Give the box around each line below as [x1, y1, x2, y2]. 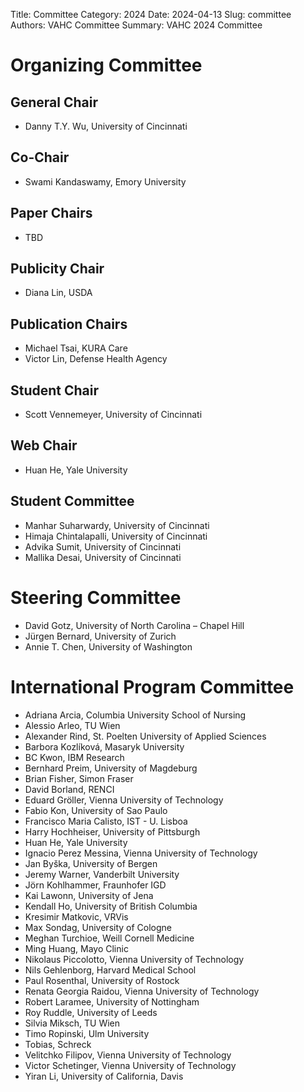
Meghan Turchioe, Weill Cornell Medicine [24, 932, 195, 944]
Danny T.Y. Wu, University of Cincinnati [24, 120, 188, 132]
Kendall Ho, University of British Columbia [24, 900, 198, 912]
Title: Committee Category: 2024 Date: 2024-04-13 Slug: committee [10, 9, 292, 20]
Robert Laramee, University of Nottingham [24, 995, 200, 1008]
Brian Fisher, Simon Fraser [24, 772, 134, 784]
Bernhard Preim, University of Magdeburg [24, 762, 198, 774]
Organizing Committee [10, 54, 203, 77]
